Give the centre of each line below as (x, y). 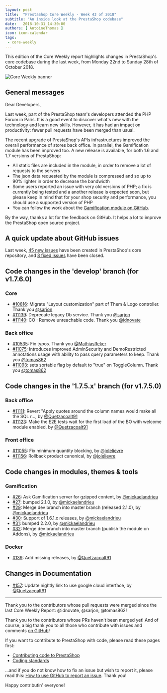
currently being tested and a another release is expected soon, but (81, 192)
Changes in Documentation (48, 574)
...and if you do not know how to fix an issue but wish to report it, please (79, 670)
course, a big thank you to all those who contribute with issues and (74, 625)
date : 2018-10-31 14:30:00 (35, 24)
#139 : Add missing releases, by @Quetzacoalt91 (62, 558)
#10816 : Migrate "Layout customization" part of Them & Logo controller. (86, 304)
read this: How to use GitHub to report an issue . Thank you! (66, 676)
